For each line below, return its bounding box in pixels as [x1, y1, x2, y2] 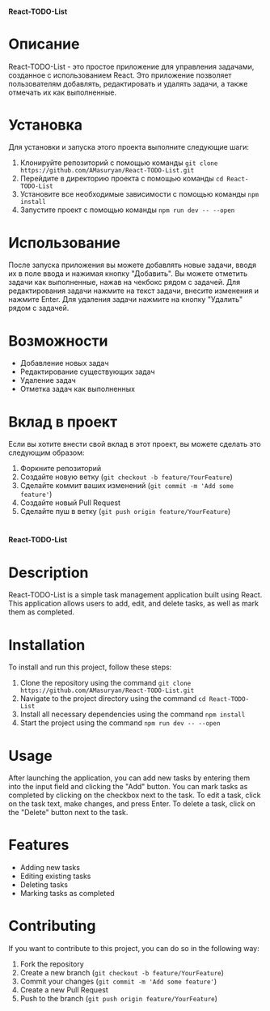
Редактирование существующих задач [19, 367, 155, 376]
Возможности [8, 332, 108, 350]
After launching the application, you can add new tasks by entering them [8, 773, 251, 783]
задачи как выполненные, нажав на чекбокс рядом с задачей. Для [8, 278, 241, 287]
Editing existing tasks [19, 871, 91, 881]
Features [8, 836, 70, 854]
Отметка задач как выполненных [19, 384, 136, 394]
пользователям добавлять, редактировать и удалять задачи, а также [8, 79, 248, 88]
